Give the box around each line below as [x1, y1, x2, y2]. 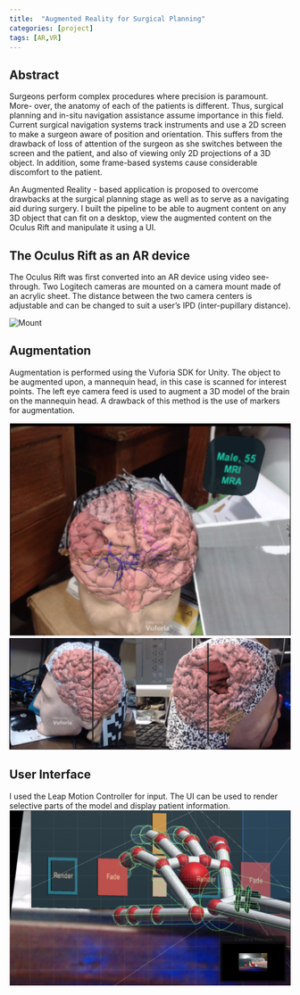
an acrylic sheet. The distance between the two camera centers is [9, 291, 253, 301]
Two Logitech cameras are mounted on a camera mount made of [42, 281, 281, 292]
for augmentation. [9, 404, 75, 415]
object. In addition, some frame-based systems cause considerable [9, 157, 258, 169]
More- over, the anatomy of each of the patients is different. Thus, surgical [9, 101, 284, 112]
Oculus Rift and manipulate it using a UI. [9, 222, 156, 233]
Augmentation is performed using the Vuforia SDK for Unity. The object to [9, 367, 281, 377]
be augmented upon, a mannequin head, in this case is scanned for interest [9, 376, 287, 387]
